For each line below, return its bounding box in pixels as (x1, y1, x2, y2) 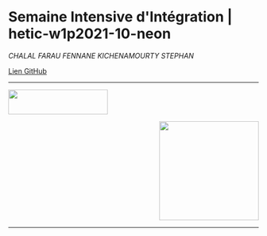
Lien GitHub (8, 66, 48, 75)
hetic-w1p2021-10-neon (8, 25, 172, 43)
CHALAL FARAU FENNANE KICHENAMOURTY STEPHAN (8, 51, 195, 60)
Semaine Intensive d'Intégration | (8, 8, 233, 26)
